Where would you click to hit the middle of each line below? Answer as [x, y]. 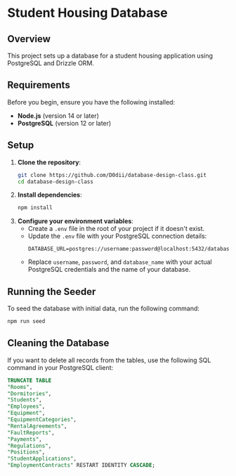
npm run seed [26, 322]
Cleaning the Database [58, 343]
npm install [35, 208]
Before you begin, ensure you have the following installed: [91, 102]
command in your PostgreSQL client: [60, 367]
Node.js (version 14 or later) [58, 115]
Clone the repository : [49, 162]
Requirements [39, 85]
